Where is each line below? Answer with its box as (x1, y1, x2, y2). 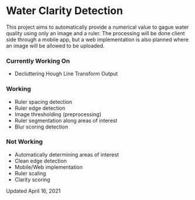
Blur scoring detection (14, 123, 69, 130)
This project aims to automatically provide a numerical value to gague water (6, 23, 189, 30)
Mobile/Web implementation (14, 163, 83, 171)
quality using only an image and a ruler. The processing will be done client (6, 29, 186, 36)
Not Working (6, 138, 43, 146)
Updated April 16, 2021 (6, 187, 61, 194)
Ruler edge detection (14, 104, 66, 111)
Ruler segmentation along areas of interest (14, 117, 118, 124)
